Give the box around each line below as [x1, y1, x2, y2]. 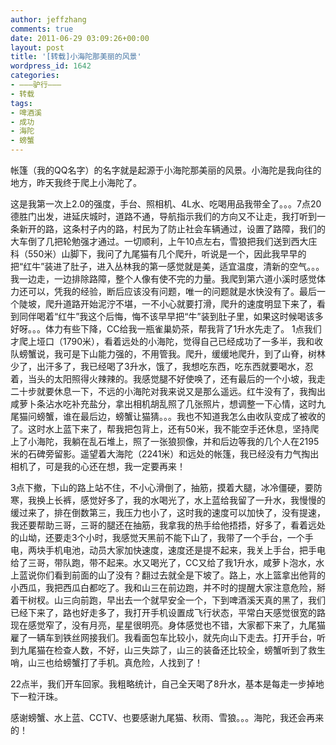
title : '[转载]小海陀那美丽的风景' [10, 52, 142, 62]
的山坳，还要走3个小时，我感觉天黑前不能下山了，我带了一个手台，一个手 [10, 532, 314, 543]
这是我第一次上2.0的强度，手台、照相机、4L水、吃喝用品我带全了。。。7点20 [10, 198, 322, 210]
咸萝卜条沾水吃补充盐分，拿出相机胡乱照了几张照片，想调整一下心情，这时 [10, 398, 317, 410]
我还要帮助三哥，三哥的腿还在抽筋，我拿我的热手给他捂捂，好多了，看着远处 [10, 519, 326, 531]
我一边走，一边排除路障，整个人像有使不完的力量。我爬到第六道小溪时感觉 [10, 273, 317, 285]
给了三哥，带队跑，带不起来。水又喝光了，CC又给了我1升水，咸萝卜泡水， [10, 557, 317, 568]
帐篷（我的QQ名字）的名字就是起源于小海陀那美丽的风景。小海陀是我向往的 [10, 164, 322, 176]
